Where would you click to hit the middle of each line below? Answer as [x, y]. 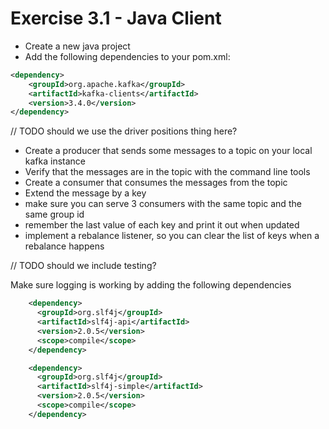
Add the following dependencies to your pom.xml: [127, 56]
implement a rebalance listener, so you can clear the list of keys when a [172, 236]
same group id [54, 214]
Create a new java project [77, 46]
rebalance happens [64, 246]
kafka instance [55, 161]
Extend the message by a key [85, 193]
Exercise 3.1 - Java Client [116, 18]
